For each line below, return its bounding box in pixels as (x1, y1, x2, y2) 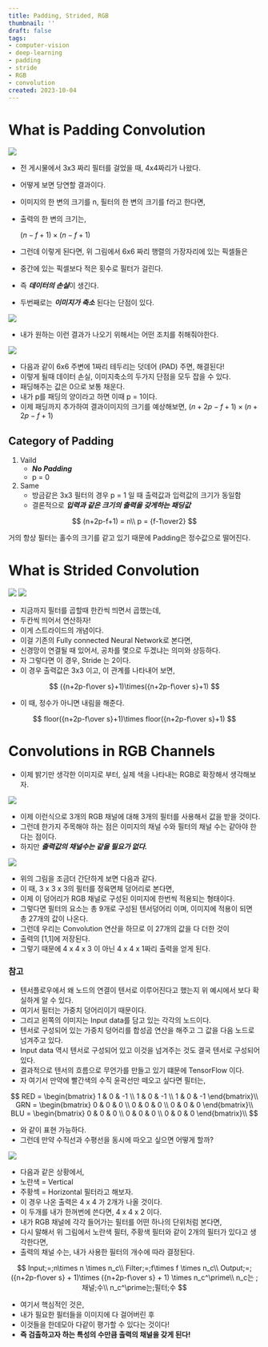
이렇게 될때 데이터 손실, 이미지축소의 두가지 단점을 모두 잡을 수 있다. (19, 372, 231, 381)
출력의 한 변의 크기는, (19, 214, 86, 224)
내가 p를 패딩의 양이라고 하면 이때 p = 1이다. (19, 392, 158, 401)
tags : (8, 34, 26, 42)
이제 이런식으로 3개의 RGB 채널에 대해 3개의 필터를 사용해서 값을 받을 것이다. (19, 812, 261, 821)
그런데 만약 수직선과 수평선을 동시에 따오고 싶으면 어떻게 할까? (19, 1135, 214, 1145)
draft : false (8, 26, 52, 34)
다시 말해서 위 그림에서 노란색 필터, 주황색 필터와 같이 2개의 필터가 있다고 (19, 1227, 248, 1237)
